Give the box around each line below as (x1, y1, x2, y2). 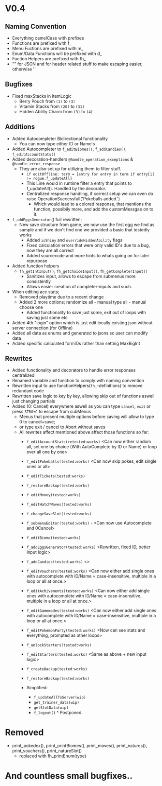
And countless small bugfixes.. (5, 770, 133, 781)
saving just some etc (26, 314, 68, 320)
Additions (5, 122, 35, 131)
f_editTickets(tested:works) (26, 474, 86, 479)
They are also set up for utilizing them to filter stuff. (19, 166, 122, 172)
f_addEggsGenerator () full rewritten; (12, 216, 82, 222)
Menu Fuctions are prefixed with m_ (12, 46, 84, 51)
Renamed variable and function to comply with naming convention (12, 378, 144, 384)
